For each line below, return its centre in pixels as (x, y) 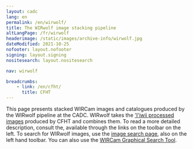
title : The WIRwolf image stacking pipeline (61, 28)
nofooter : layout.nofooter (39, 50)
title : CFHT (36, 92)
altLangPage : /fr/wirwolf (37, 33)
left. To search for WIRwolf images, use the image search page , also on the (96, 134)
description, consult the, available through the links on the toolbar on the (94, 127)
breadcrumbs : (22, 82)
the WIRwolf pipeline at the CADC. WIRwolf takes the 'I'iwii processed (90, 115)
